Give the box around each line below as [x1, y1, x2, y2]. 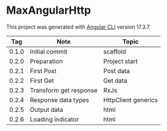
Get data [103, 76, 128, 85]
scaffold [103, 47, 126, 55]
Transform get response [29, 86, 98, 94]
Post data [103, 67, 130, 75]
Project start [103, 57, 138, 65]
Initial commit [29, 47, 67, 55]
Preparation [29, 57, 63, 65]
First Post [29, 67, 57, 75]
